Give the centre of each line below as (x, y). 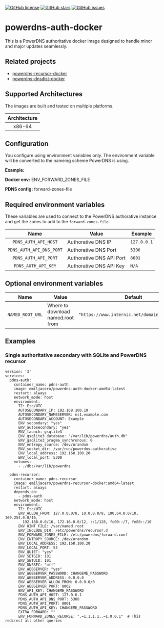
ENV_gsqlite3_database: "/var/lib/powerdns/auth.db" (73, 436)
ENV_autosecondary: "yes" (44, 427)
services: (15, 376)
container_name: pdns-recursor (46, 479)
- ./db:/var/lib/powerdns (44, 466)
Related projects (31, 62)
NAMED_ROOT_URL (25, 315)
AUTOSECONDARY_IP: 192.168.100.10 (53, 410)
